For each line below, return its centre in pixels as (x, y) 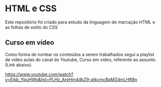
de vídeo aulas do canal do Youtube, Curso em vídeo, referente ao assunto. (81, 60)
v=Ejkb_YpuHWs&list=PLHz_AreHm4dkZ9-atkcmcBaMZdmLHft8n (71, 79)
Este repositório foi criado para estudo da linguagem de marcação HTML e (80, 22)
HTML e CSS (31, 9)
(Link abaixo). (19, 65)
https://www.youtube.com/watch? (39, 74)
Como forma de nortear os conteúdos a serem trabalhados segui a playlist (80, 54)
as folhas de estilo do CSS (31, 27)
